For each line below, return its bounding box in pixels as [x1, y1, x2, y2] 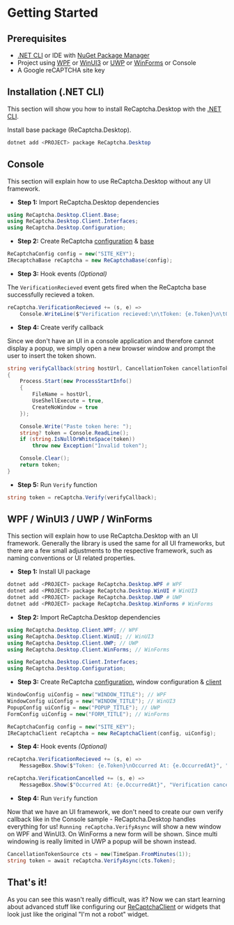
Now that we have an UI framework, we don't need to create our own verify [7, 807, 224, 815]
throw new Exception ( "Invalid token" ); [32, 442, 148, 449]
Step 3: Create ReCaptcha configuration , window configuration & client [17, 678, 221, 686]
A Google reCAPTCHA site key [17, 66, 105, 74]
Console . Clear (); [19, 455, 70, 462]
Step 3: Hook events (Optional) [17, 269, 107, 278]
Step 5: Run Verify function [17, 480, 97, 489]
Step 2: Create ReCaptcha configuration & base [17, 237, 155, 246]
